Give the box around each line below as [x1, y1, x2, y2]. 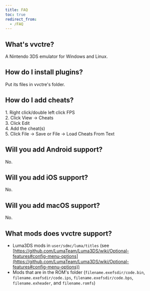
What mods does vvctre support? [5, 229, 112, 238]
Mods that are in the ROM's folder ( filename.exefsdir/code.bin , [12, 269, 145, 275]
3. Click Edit [5, 120, 30, 126]
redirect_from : [5, 17, 37, 22]
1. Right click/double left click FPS [5, 109, 75, 115]
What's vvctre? [5, 40, 54, 48]
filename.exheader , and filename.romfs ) [12, 280, 96, 286]
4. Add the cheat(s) [5, 125, 45, 131]
